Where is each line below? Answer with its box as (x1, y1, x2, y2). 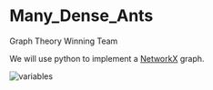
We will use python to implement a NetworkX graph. (9, 53, 205, 64)
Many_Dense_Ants (9, 5, 154, 26)
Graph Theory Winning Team (9, 35, 118, 46)
